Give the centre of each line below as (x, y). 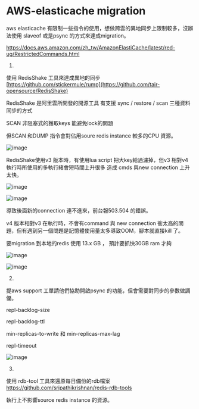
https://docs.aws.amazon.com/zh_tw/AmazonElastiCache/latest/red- (91, 47)
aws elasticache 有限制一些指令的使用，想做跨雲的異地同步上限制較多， (94, 28)
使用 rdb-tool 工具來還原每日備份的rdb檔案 (58, 381)
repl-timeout (21, 345)
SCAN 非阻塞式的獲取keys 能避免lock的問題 (60, 123)
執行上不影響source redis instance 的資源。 (60, 399)
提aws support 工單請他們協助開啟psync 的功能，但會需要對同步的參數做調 (98, 291)
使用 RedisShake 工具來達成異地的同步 (53, 77)
